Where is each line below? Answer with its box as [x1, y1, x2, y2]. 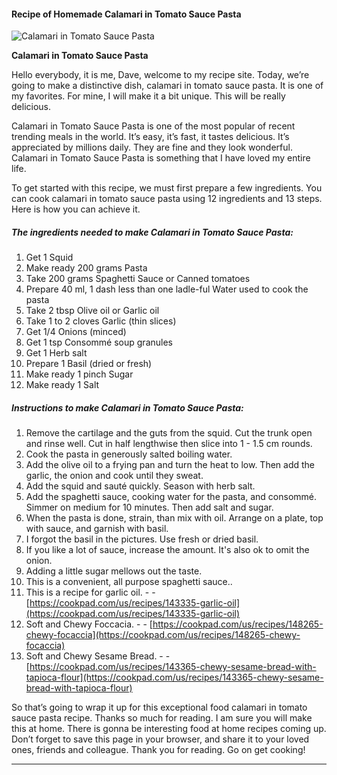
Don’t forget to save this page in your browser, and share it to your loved [11, 733, 310, 745]
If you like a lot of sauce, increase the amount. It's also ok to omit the [25, 544, 310, 556]
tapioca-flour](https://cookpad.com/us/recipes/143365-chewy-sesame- [25, 671, 324, 684]
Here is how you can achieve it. [11, 203, 141, 215]
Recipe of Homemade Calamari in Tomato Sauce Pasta [11, 8, 242, 20]
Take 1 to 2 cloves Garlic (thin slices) [25, 315, 177, 327]
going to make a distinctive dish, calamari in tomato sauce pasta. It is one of [11, 80, 324, 92]
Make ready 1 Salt [25, 379, 100, 391]
